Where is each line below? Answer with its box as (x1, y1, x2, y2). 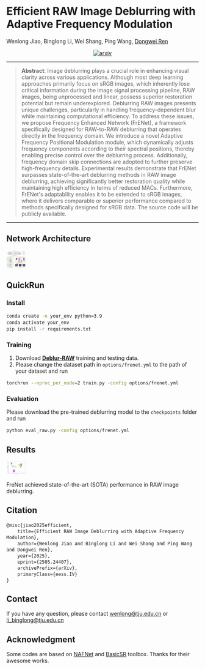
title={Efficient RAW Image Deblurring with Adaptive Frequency (17, 528, 184, 534)
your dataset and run (15, 367, 68, 375)
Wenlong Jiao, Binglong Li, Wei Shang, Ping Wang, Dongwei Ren (6, 37, 168, 45)
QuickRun (6, 280, 45, 290)
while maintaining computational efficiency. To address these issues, (21, 112, 195, 120)
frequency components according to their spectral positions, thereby (21, 145, 195, 152)
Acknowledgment (6, 634, 76, 645)
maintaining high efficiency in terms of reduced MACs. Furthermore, (21, 184, 193, 191)
